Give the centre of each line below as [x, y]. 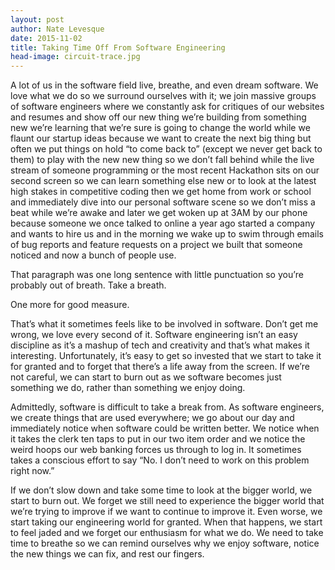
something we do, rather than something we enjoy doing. [128, 388]
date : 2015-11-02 [46, 38]
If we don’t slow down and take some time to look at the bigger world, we [161, 490]
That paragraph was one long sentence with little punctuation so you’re [157, 275]
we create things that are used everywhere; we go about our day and [152, 418]
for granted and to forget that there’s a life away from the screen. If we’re [160, 367]
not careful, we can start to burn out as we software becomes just [146, 377]
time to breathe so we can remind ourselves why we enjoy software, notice [165, 543]
